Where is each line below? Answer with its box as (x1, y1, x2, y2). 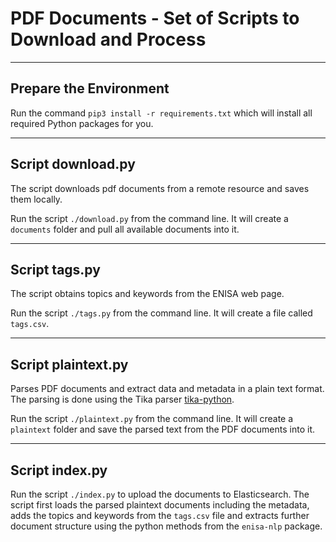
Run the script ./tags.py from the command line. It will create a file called (10, 307, 313, 319)
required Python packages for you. (10, 117, 154, 129)
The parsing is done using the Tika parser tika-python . (10, 393, 235, 406)
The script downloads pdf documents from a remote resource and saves (10, 182, 310, 194)
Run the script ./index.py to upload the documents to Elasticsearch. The (10, 488, 310, 500)
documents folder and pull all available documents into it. (10, 223, 240, 235)
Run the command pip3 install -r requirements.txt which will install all (10, 107, 313, 119)
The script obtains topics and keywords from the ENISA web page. (10, 288, 285, 300)
